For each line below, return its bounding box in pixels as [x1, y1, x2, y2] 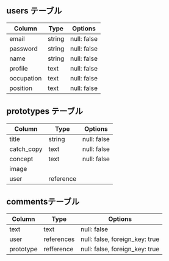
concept [9, 155, 34, 163]
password [9, 44, 38, 53]
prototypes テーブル [6, 106, 84, 117]
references [43, 235, 75, 243]
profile [9, 64, 29, 72]
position [9, 84, 32, 92]
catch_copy [9, 145, 43, 153]
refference [43, 245, 74, 254]
